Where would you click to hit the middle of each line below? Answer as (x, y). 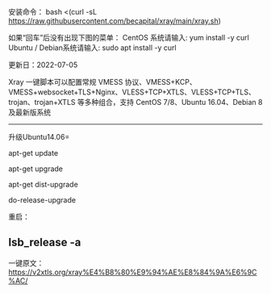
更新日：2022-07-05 (43, 65)
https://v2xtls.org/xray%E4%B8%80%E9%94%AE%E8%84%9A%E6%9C (133, 272)
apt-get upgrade (35, 169)
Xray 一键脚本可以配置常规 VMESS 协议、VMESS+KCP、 (102, 82)
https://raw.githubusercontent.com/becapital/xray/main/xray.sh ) (115, 21)
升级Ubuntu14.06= (39, 137)
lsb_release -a (45, 243)
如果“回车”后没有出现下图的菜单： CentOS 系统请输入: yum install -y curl (129, 38)
